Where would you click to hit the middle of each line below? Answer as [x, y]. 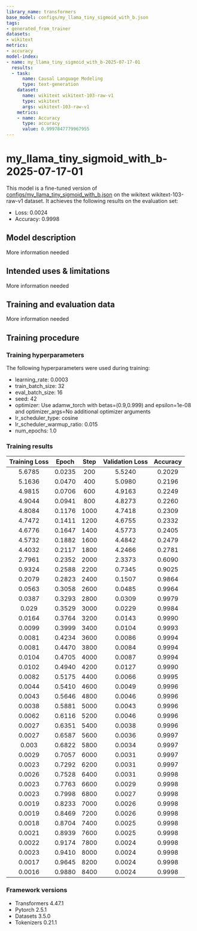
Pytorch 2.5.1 [31, 909]
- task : [21, 73]
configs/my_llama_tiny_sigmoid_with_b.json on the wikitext [78, 194]
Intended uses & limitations [58, 271]
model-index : [22, 56]
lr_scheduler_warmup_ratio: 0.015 [56, 425]
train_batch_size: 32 [40, 386]
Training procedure [43, 338]
